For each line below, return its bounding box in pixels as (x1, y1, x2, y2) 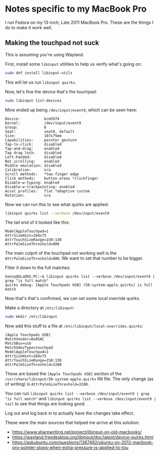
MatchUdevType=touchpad (5, 345, 53, 350)
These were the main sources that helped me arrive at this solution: (5, 420, 140, 426)
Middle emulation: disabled (5, 163, 62, 168)
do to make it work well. (5, 24, 53, 30)
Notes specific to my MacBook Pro (5, 3, 147, 15)
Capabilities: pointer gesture (5, 138, 77, 142)
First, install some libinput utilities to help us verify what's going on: (5, 61, 142, 67)
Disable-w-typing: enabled (5, 180, 60, 185)
